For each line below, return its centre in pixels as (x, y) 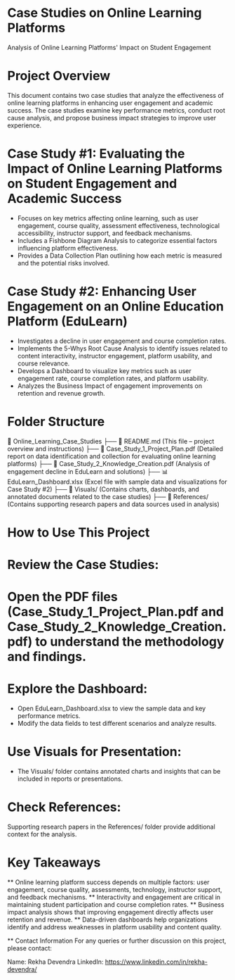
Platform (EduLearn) (68, 321)
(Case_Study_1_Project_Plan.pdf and (116, 612)
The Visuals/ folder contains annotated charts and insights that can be (119, 772)
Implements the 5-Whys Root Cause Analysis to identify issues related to (122, 348)
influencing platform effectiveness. (68, 248)
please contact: (30, 948)
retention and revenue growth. (61, 393)
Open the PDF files (62, 597)
